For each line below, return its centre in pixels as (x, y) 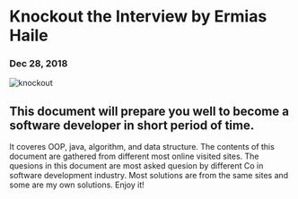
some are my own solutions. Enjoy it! (77, 185)
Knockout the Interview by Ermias (138, 17)
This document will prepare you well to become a (149, 111)
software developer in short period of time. (132, 125)
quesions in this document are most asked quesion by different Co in (136, 166)
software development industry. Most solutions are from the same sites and (149, 176)
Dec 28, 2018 (39, 64)
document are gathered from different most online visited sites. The (134, 156)
